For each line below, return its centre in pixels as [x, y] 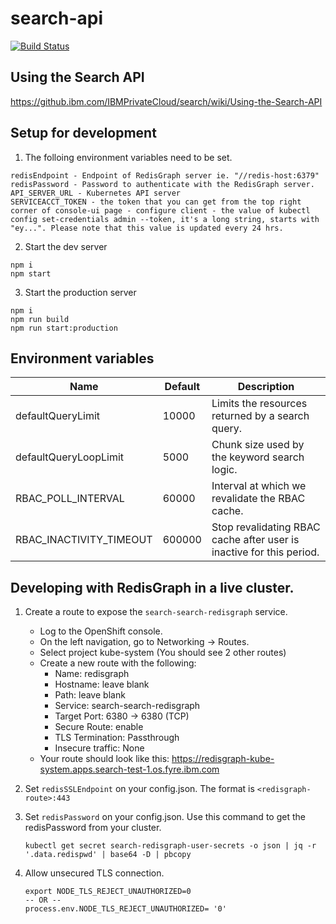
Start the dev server [66, 246]
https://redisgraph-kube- [223, 759]
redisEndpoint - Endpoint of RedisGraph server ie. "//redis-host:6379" [165, 175]
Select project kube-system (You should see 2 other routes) [163, 653]
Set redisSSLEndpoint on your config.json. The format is [139, 789]
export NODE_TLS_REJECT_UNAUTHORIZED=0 [108, 892]
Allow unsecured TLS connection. [94, 873]
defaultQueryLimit [57, 416]
